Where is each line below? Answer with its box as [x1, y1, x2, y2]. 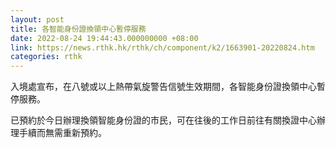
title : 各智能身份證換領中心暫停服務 [10, 24, 147, 34]
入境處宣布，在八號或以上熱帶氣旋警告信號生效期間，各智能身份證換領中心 [10, 81, 317, 93]
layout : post [10, 14, 65, 25]
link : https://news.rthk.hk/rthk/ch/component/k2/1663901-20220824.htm [10, 42, 315, 53]
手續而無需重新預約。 [18, 127, 107, 139]
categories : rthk [10, 52, 83, 62]
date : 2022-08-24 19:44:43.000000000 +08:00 [10, 33, 199, 43]
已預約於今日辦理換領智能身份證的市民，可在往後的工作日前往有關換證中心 [10, 114, 317, 126]
